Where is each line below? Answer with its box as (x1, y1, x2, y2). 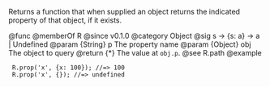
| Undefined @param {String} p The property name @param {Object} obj (8, 39, 251, 49)
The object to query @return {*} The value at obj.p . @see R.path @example (8, 48, 262, 57)
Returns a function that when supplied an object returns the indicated (8, 7, 241, 16)
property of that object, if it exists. (8, 15, 122, 25)
